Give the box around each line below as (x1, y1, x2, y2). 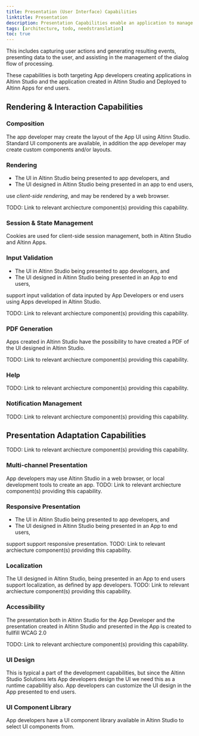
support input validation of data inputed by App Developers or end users (6, 291, 184, 299)
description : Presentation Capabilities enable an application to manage (6, 20, 194, 26)
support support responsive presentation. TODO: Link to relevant (6, 540, 166, 547)
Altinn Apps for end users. (6, 84, 70, 91)
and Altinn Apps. (6, 239, 47, 246)
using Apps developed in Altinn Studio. (6, 298, 101, 305)
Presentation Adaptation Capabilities (6, 430, 147, 440)
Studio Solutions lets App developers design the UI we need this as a (6, 675, 175, 682)
